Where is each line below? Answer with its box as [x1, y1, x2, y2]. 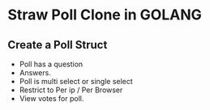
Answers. [19, 68, 52, 78]
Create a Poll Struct [7, 38, 108, 52]
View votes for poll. [19, 94, 84, 103]
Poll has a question [19, 59, 84, 69]
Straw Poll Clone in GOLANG [7, 6, 202, 24]
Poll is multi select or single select [19, 77, 133, 86]
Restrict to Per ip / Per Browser [19, 85, 123, 95]
